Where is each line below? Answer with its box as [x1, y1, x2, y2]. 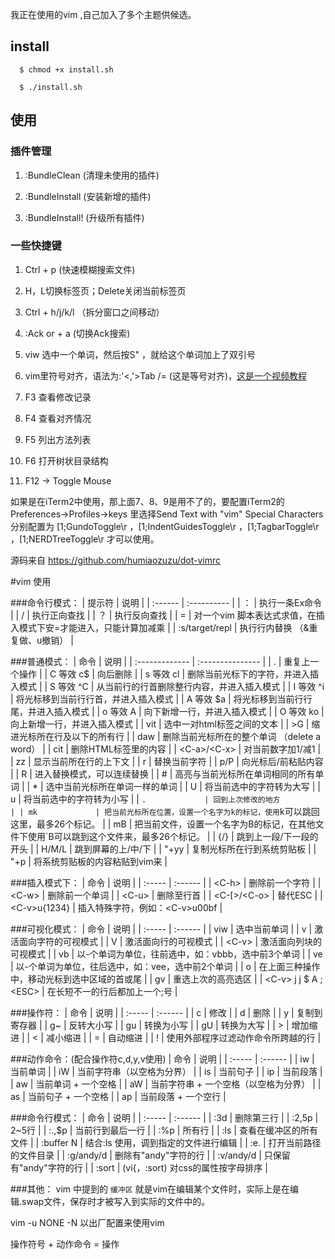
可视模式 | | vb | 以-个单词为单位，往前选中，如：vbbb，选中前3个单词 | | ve [10, 948, 323, 960]
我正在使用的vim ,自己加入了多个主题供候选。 [10, 9, 197, 20]
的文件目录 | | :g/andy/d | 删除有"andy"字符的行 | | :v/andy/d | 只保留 [10, 1149, 291, 1161]
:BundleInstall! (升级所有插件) [24, 211, 145, 223]
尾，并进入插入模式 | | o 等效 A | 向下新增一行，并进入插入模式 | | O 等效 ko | [10, 705, 325, 717]
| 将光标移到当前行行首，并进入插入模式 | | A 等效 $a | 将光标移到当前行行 [10, 693, 313, 705]
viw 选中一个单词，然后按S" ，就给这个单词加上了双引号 [24, 348, 256, 360]
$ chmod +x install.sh [19, 64, 114, 75]
